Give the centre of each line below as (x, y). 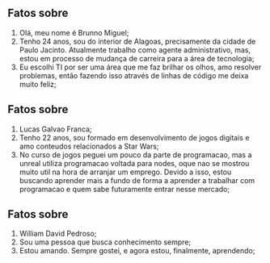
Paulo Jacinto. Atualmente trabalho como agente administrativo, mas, (135, 50)
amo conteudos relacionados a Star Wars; (89, 146)
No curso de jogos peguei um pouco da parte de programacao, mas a (135, 154)
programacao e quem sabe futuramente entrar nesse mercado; (124, 189)
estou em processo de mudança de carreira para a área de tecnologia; (137, 58)
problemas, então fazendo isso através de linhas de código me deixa (134, 75)
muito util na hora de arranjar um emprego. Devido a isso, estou (125, 172)
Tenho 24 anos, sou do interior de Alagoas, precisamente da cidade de (137, 41)
